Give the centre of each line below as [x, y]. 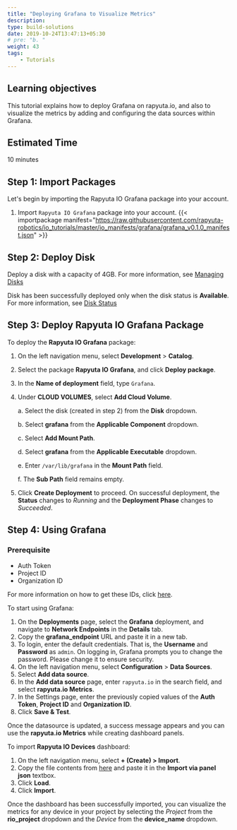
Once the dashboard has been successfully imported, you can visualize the [117, 804]
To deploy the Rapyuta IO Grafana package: [72, 342]
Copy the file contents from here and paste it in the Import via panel [117, 768]
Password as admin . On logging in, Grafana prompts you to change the [120, 651]
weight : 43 [23, 47]
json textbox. [37, 775]
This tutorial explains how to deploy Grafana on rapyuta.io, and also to [109, 105]
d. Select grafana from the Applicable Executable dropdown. [107, 451]
